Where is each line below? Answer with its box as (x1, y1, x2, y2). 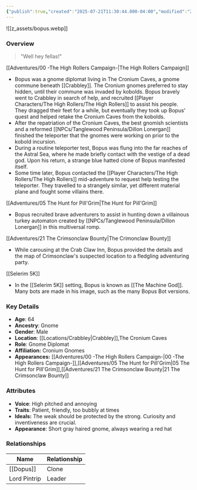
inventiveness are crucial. (14, 419, 77, 426)
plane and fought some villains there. (14, 188, 104, 195)
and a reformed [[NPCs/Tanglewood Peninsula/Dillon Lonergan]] (14, 125, 171, 132)
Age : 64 (14, 316, 35, 323)
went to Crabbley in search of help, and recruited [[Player (14, 94, 154, 101)
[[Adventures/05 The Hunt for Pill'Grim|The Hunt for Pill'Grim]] (6, 199, 157, 206)
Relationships (6, 439, 46, 448)
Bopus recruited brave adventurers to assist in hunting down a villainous (14, 211, 189, 218)
